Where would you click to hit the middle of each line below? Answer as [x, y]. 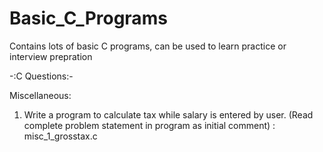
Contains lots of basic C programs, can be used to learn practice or [148, 46]
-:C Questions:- [41, 76]
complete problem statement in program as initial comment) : [149, 125]
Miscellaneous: [40, 95]
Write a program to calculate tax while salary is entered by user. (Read [168, 114]
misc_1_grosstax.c [60, 136]
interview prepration [51, 56]
